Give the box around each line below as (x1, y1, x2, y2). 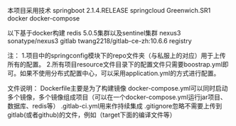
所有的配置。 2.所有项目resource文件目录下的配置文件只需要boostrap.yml (7, 60, 222, 69)
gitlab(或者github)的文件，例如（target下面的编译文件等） (7, 110, 176, 119)
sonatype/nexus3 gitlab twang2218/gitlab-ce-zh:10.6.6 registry (7, 37, 192, 45)
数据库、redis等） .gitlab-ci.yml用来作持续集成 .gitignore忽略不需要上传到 (7, 102, 222, 110)
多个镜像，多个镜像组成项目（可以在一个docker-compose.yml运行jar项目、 (7, 93, 227, 101)
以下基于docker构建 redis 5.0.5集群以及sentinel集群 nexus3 (7, 29, 181, 37)
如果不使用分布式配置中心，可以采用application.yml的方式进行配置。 (19, 69, 220, 77)
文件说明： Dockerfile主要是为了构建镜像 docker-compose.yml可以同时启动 (7, 84, 228, 92)
